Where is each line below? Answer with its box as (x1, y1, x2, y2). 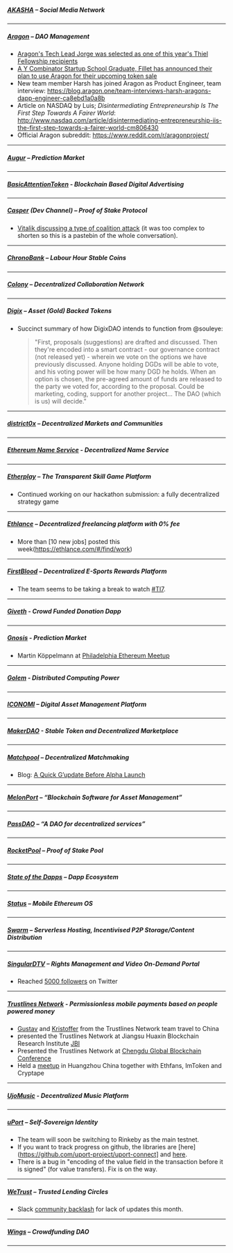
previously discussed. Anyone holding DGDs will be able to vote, (34, 360, 219, 368)
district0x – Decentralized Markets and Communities (7, 420, 163, 428)
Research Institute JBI (17, 1039, 80, 1048)
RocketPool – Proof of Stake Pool (7, 846, 104, 854)
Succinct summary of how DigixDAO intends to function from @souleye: (17, 324, 223, 333)
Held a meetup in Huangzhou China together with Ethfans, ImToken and (17, 1062, 222, 1070)
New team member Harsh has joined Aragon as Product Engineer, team (17, 79, 222, 87)
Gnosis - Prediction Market (7, 634, 87, 642)
